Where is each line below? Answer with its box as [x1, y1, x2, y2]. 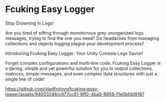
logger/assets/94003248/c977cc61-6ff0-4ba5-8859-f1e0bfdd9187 [5, 91, 145, 97]
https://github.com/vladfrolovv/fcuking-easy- [5, 85, 99, 91]
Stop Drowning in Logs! [5, 20, 54, 26]
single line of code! [5, 76, 45, 82]
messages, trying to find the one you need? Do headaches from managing [5, 35, 159, 41]
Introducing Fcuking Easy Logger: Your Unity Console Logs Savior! [5, 50, 143, 56]
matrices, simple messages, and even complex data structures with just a [5, 70, 157, 76]
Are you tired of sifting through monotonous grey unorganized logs [5, 30, 144, 36]
